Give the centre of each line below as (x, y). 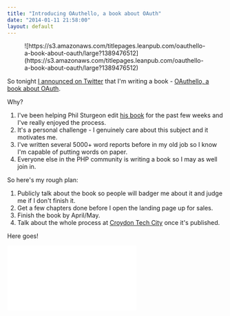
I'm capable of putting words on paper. (72, 152)
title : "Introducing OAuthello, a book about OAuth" (84, 13)
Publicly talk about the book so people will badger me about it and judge (119, 193)
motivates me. (37, 137)
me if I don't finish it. (46, 201)
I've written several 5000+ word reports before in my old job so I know (117, 145)
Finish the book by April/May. (59, 215)
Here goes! (23, 236)
